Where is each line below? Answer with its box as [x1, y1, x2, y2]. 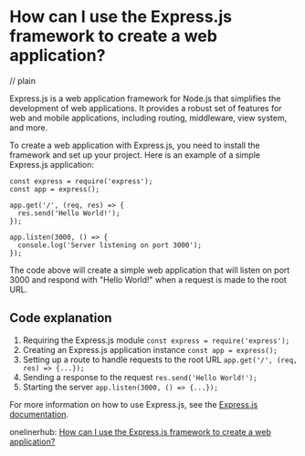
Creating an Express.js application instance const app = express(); [22, 344, 279, 355]
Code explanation [9, 310, 112, 326]
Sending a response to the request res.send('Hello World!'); [22, 371, 258, 382]
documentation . [9, 409, 69, 420]
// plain [9, 75, 37, 86]
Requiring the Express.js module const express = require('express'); [22, 335, 290, 346]
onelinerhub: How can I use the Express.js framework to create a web [9, 426, 272, 437]
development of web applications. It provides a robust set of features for [9, 102, 282, 113]
